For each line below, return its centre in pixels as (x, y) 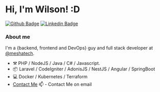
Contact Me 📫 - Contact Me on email (52, 84)
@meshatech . (20, 53)
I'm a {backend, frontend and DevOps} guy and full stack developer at (79, 48)
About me (18, 37)
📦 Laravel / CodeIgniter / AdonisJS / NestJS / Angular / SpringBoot (84, 69)
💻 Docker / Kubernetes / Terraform (50, 77)
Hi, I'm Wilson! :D (43, 9)
